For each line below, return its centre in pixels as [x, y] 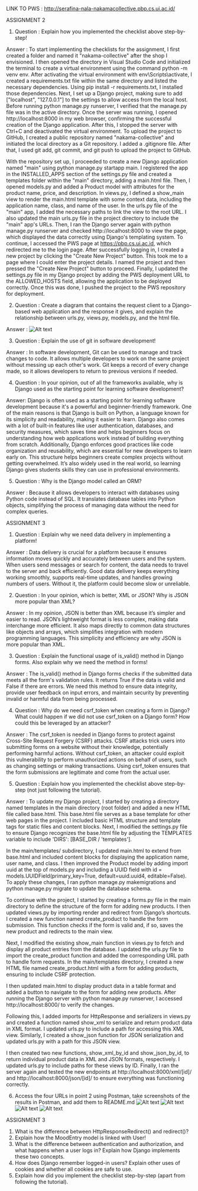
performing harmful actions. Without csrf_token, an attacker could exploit [95, 753]
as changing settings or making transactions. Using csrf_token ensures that [98, 766]
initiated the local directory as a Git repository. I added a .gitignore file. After [98, 144]
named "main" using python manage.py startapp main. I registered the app [97, 168]
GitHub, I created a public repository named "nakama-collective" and [90, 137]
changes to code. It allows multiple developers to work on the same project [98, 358]
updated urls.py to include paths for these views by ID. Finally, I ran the [92, 1065]
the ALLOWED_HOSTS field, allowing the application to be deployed [89, 281]
